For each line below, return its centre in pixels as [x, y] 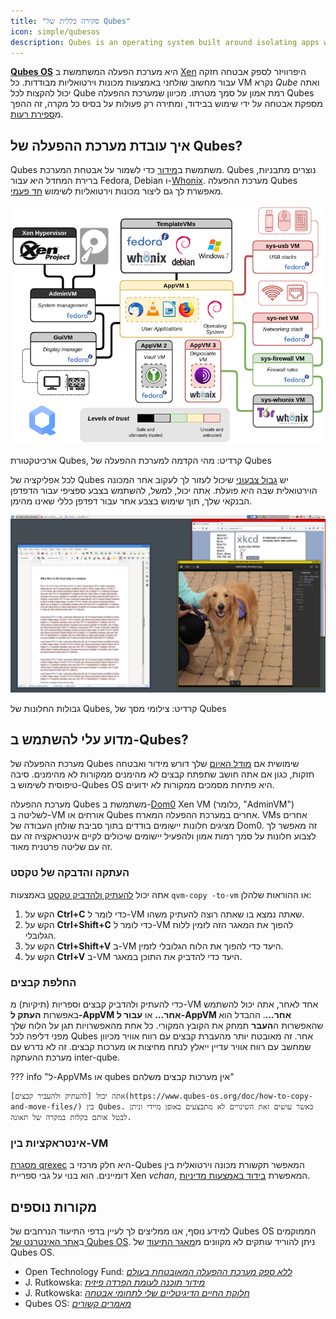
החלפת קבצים [43, 982]
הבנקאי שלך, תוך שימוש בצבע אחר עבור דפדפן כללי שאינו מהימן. [131, 501]
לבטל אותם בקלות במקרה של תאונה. [71, 1117]
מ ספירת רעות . [37, 114]
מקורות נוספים [54, 1206]
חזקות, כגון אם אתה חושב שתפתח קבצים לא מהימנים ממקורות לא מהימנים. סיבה [162, 774]
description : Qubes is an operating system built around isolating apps [165, 42]
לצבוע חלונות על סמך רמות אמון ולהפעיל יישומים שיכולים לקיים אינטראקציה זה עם [163, 836]
